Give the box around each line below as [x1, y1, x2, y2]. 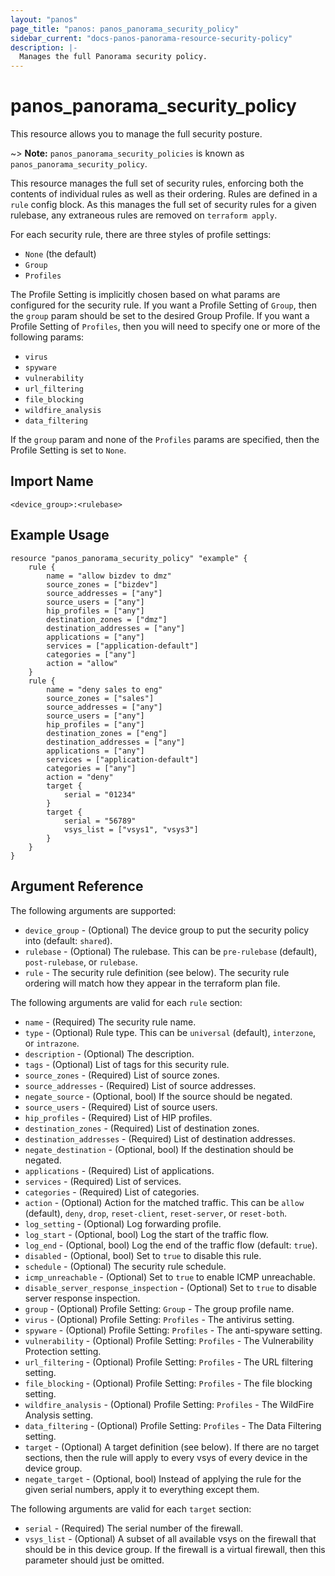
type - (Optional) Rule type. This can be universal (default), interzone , [24, 1026, 317, 1038]
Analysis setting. [24, 1409, 94, 1421]
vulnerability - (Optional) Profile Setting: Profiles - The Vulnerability [24, 1334, 314, 1346]
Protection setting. [24, 1345, 102, 1357]
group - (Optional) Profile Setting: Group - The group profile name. [24, 1302, 295, 1315]
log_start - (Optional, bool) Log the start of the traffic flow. [24, 1228, 269, 1240]
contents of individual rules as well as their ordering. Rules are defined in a [10, 188, 318, 200]
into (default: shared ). [24, 934, 113, 946]
